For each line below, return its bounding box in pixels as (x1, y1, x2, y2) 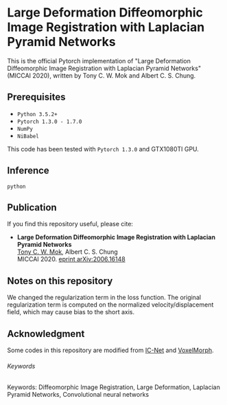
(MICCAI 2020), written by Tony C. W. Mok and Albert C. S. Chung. (7, 71, 196, 80)
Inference (7, 165, 49, 177)
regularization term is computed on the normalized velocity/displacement (7, 300, 214, 309)
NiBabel (16, 133, 39, 140)
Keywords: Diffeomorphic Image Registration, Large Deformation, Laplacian (7, 383, 221, 391)
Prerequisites (7, 91, 66, 103)
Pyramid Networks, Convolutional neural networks (7, 391, 150, 399)
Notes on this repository (7, 275, 113, 287)
